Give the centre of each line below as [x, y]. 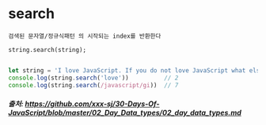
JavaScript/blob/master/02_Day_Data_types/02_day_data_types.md [125, 113]
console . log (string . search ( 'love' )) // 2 [93, 78]
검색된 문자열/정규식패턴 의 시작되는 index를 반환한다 [85, 36]
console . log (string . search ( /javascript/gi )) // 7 [93, 85]
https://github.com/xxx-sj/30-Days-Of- [92, 104]
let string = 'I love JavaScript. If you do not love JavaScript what [127, 70]
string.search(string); [47, 50]
